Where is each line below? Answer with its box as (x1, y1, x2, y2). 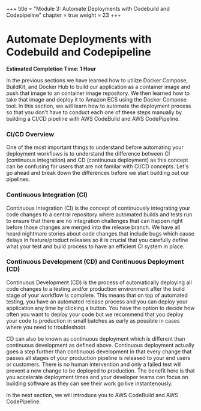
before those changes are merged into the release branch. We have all (6, 224, 181, 231)
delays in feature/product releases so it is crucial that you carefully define (6, 236, 188, 243)
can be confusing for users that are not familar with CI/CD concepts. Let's (6, 163, 189, 170)
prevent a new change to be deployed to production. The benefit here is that (6, 367, 195, 374)
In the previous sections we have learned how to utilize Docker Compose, (6, 76, 188, 84)
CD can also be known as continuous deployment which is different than (6, 335, 185, 342)
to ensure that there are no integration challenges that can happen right (6, 217, 183, 224)
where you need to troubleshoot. (6, 323, 87, 330)
